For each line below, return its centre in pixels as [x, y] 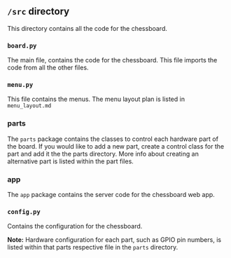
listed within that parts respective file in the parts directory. [93, 247]
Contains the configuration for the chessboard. [75, 226]
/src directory [38, 12]
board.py [22, 46]
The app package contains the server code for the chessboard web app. [111, 195]
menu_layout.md [29, 106]
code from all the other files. [48, 68]
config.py [24, 212]
